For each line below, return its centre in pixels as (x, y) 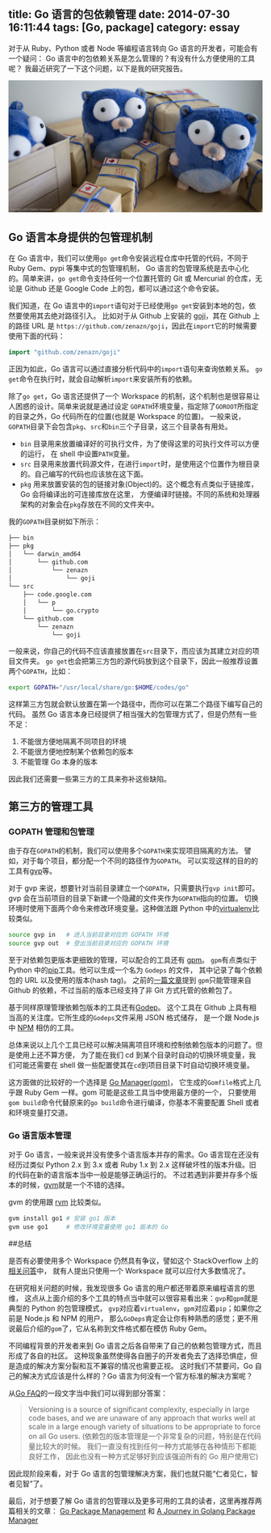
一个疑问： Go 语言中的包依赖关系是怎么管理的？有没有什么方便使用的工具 (132, 58)
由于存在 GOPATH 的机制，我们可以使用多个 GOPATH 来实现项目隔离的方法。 (125, 851)
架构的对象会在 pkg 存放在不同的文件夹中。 (89, 504)
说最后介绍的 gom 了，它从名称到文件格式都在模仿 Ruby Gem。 (110, 1328)
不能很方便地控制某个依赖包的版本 (77, 752)
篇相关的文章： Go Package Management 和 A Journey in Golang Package (132, 1511)
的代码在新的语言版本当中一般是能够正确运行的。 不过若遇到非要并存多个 (129, 1175)
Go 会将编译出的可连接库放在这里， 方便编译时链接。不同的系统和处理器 (140, 494)
